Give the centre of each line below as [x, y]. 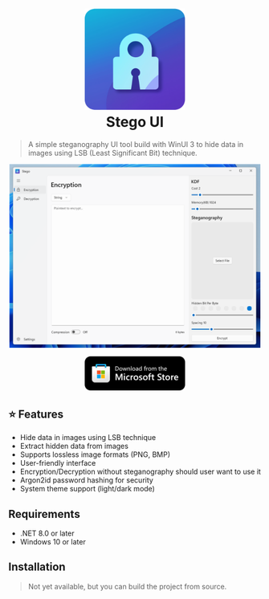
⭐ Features [36, 414]
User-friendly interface [58, 463]
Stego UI [135, 122]
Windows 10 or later [53, 542]
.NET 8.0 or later [47, 533]
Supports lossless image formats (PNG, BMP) [95, 454]
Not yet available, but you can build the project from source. [127, 586]
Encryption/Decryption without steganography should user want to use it [140, 472]
